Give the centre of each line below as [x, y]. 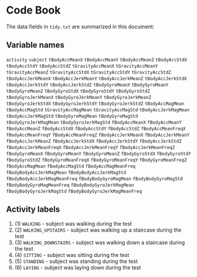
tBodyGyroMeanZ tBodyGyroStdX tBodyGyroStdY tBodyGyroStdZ [78, 91]
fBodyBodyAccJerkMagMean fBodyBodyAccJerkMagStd [66, 172]
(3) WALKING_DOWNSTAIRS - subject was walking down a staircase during [100, 242]
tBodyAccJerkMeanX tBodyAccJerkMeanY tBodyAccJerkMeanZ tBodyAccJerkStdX [96, 78]
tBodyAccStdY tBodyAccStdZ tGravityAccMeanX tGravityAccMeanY [82, 66]
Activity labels [33, 210]
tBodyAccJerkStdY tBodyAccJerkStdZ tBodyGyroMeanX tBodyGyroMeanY [87, 85]
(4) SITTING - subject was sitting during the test [72, 255]
